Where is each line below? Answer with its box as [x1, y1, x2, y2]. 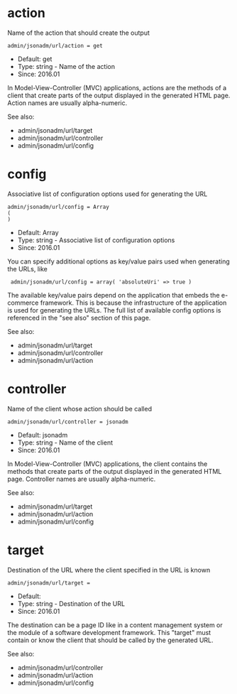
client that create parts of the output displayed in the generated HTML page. [7, 91, 231, 99]
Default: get [17, 55, 53, 63]
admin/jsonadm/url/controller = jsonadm [7, 418, 129, 425]
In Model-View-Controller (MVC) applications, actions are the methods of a [7, 83, 227, 92]
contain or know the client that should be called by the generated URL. [7, 636, 214, 644]
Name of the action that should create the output [7, 28, 150, 37]
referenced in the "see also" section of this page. [7, 313, 151, 322]
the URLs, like [7, 264, 48, 273]
